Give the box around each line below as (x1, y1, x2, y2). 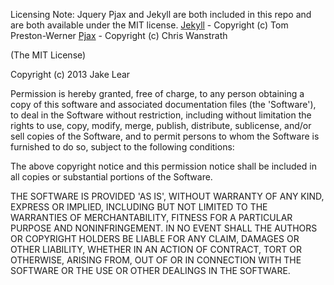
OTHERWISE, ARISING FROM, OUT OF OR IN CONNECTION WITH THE (10, 254, 302, 266)
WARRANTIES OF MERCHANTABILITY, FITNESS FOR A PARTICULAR (10, 212, 293, 223)
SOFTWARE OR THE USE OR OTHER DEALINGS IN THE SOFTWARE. (10, 265, 291, 276)
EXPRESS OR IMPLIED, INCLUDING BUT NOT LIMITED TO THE (10, 201, 268, 213)
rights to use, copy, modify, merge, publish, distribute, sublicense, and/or (10, 120, 312, 131)
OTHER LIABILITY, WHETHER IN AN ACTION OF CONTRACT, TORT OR (10, 244, 302, 255)
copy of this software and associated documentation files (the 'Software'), (10, 99, 317, 110)
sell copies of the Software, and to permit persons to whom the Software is (10, 130, 320, 142)
